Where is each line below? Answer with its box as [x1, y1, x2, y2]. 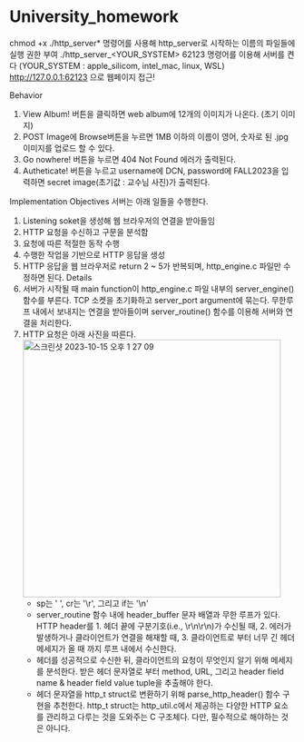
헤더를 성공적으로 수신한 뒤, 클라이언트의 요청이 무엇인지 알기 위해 [35, 654, 270, 665]
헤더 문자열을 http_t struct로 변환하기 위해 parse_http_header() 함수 [35, 688, 281, 699]
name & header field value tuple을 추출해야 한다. [35, 677, 213, 688]
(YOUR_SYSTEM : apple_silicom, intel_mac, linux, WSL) [18, 60, 225, 71]
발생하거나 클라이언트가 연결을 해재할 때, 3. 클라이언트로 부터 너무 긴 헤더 [35, 631, 295, 642]
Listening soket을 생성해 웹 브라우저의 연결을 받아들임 [22, 215, 216, 226]
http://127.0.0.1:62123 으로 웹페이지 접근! [9, 71, 156, 83]
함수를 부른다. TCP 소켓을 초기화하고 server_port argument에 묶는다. [22, 294, 270, 305]
